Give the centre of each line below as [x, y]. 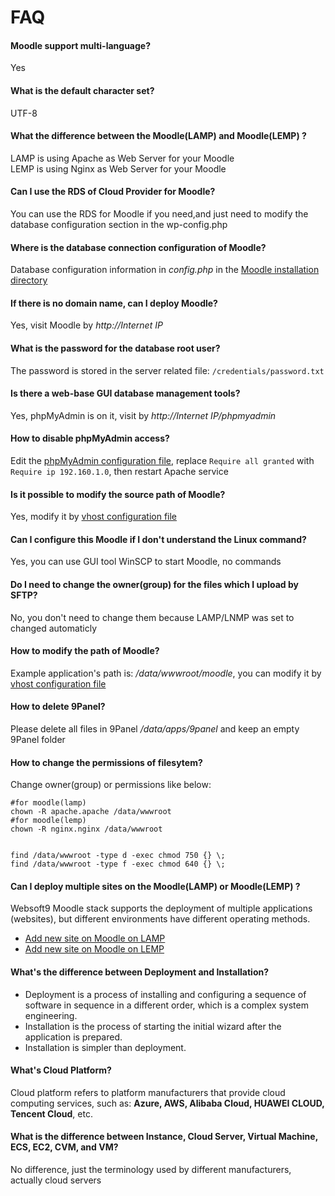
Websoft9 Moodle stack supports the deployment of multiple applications [161, 908]
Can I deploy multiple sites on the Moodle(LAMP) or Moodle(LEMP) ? [155, 886]
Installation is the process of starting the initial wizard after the [153, 1026]
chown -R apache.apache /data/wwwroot [91, 812]
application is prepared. [73, 1037]
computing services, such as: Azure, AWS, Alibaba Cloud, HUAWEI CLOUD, [167, 1103]
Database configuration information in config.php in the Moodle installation [165, 270]
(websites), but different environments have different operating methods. [160, 919]
